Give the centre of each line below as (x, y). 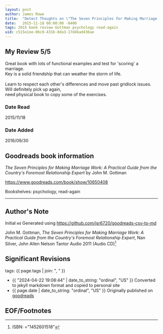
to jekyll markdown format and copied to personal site (66, 285)
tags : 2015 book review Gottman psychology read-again (62, 28)
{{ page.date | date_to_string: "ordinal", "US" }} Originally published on (82, 290)
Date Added (19, 130)
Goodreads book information (49, 156)
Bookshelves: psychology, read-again (43, 192)
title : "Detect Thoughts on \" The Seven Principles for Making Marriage (81, 18)
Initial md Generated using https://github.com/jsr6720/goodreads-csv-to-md (81, 223)
